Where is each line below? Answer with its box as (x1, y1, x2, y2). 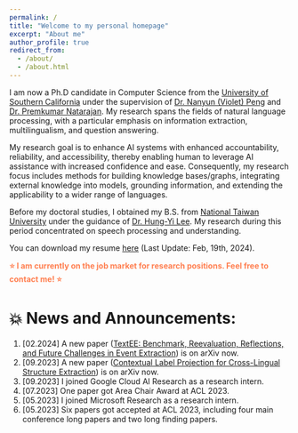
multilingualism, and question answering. (9, 124, 159, 135)
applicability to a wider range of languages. (9, 188, 168, 200)
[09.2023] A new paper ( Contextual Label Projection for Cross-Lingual (21, 357, 280, 367)
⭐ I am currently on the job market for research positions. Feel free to (9, 260, 270, 271)
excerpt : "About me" (9, 29, 86, 38)
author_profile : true (9, 37, 90, 47)
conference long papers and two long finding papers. (21, 413, 218, 424)
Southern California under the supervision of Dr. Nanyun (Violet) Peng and (9, 96, 282, 107)
